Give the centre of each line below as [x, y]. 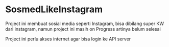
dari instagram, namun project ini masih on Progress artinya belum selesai [83, 29]
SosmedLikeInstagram [54, 9]
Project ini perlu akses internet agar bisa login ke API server [68, 39]
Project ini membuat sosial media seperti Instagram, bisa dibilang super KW [85, 24]
